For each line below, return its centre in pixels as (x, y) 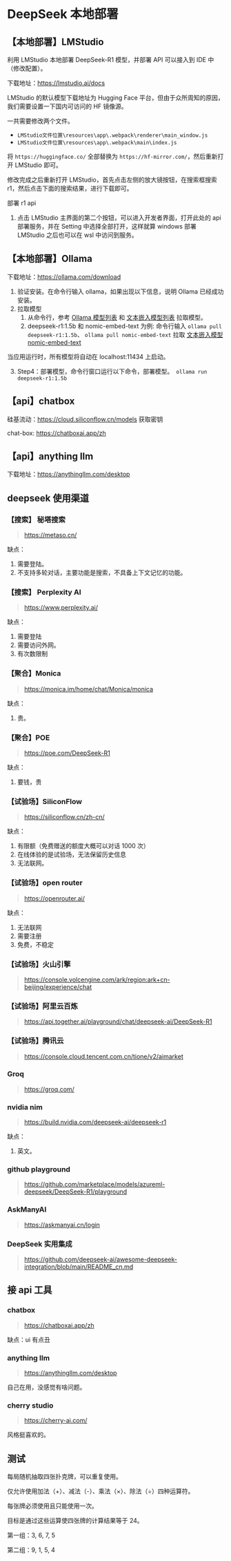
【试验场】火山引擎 (39, 964)
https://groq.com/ (49, 1089)
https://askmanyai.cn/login (62, 1225)
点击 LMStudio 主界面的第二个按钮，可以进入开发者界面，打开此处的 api (119, 218)
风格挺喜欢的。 (28, 1435)
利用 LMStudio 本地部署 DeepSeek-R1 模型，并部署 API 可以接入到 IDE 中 (111, 60)
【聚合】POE (29, 738)
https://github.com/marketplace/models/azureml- (94, 1185)
